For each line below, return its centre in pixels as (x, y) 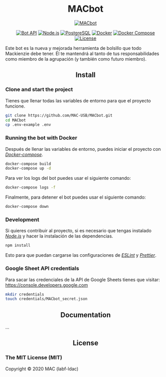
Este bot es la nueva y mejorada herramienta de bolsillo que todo (73, 48)
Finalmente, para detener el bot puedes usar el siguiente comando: (76, 197)
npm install (18, 246)
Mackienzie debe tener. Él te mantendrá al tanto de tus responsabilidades (82, 53)
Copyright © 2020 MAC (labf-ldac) (42, 369)
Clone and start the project (39, 90)
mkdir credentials (25, 294)
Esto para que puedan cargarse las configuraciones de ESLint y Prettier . (81, 255)
